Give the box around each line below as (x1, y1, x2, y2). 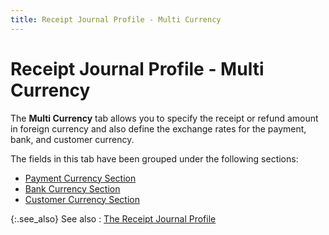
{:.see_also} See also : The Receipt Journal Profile (10, 212, 217, 225)
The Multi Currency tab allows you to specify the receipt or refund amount (10, 112, 319, 124)
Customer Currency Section (24, 193, 140, 205)
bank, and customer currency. (10, 133, 135, 145)
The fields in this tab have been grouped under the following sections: (10, 152, 299, 165)
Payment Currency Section (24, 172, 137, 184)
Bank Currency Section (24, 182, 121, 195)
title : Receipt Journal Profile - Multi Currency (10, 14, 222, 25)
